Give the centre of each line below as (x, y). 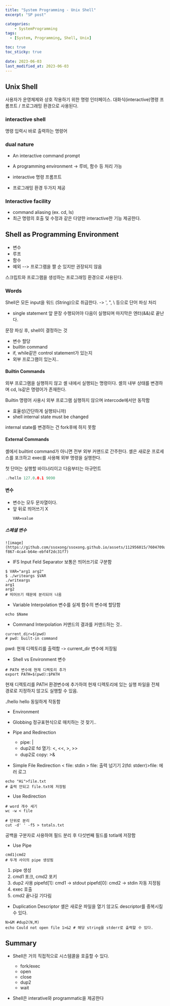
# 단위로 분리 (17, 821)
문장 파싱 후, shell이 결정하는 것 (36, 330)
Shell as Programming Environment (62, 234)
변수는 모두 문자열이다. (35, 502)
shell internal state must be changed (50, 417)
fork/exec (30, 966)
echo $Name (17, 614)
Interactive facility (28, 201)
